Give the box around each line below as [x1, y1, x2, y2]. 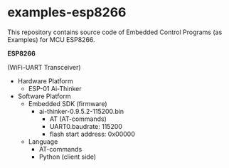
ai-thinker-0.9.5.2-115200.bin [38, 107, 124, 115]
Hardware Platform [17, 76, 73, 85]
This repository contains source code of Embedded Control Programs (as [7, 28, 223, 36]
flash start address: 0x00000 [49, 130, 135, 138]
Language [28, 137, 58, 146]
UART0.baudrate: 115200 [49, 122, 123, 130]
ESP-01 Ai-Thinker [28, 84, 82, 93]
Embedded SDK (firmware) [28, 99, 108, 107]
